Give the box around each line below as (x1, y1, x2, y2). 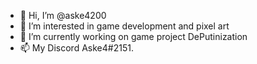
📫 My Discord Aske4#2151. (19, 42, 134, 54)
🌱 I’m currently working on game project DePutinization (19, 31, 248, 42)
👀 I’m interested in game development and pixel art (19, 20, 230, 32)
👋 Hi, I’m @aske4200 (19, 10, 107, 21)
